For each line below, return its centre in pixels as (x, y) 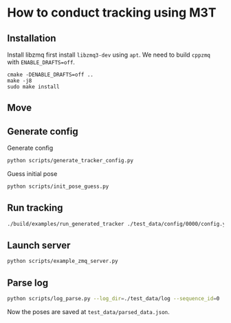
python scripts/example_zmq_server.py (63, 261)
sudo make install (33, 87)
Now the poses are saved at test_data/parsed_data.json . (88, 312)
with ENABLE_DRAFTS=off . (41, 62)
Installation (32, 38)
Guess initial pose (32, 174)
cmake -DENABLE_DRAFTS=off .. (51, 75)
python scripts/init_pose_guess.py (58, 187)
